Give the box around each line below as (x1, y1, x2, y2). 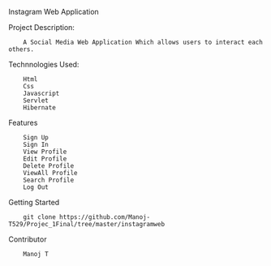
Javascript (23, 89, 60, 97)
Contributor (8, 234, 47, 244)
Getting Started (8, 198, 60, 207)
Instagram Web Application (8, 7, 99, 16)
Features (8, 118, 38, 127)
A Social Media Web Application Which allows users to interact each (23, 38, 264, 46)
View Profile (23, 148, 67, 156)
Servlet (23, 97, 49, 105)
